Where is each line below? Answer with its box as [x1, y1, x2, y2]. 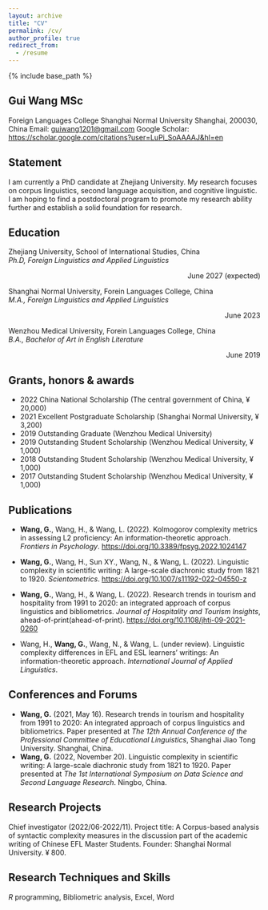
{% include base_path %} [8, 71, 93, 80]
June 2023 [224, 310, 261, 321]
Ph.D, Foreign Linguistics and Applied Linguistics [8, 256, 170, 265]
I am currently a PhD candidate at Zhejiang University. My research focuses [8, 177, 258, 187]
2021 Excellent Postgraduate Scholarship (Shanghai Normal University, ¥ [19, 412, 259, 422]
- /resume [15, 49, 48, 57]
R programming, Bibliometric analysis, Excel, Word [8, 892, 174, 902]
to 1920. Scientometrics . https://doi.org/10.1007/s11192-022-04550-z [19, 574, 247, 584]
